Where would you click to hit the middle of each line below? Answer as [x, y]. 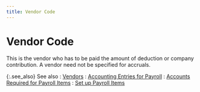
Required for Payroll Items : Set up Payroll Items [66, 82]
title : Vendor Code [31, 12]
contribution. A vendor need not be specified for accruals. [79, 64]
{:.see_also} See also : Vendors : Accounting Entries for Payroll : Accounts [98, 76]
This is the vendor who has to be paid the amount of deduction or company [100, 58]
